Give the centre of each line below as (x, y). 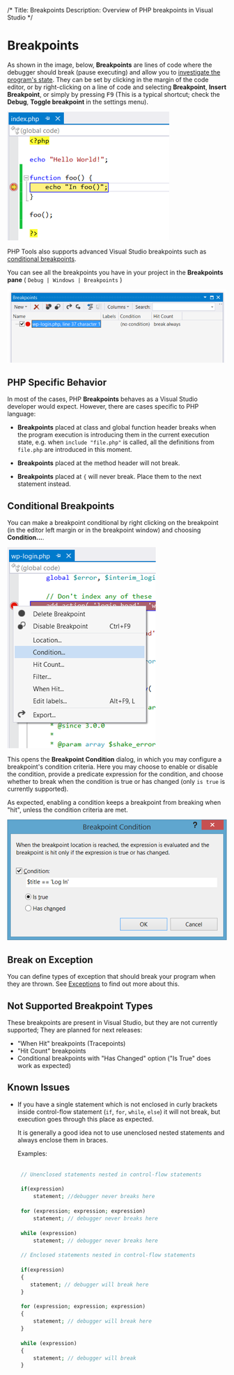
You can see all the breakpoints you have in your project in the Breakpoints (115, 272)
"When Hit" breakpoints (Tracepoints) (71, 1044)
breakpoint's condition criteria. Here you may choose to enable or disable (112, 767)
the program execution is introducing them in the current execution (114, 435)
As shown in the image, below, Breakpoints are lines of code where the (110, 65)
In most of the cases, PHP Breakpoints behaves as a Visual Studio (103, 399)
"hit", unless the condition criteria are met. (68, 810)
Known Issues (39, 1088)
